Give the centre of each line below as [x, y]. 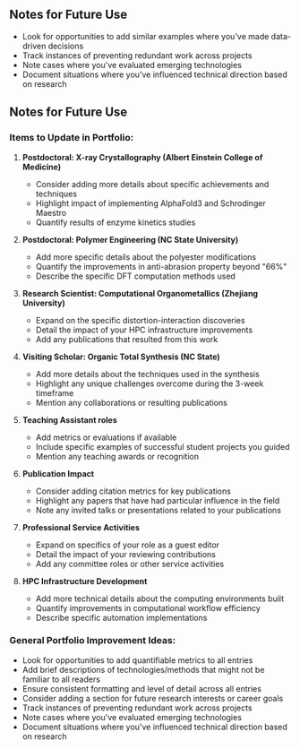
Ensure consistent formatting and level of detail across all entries [142, 688]
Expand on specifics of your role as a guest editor [128, 545]
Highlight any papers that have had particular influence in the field [158, 500]
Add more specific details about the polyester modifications [146, 257]
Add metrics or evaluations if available [106, 437]
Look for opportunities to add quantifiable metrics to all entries [137, 660]
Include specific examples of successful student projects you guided [163, 446]
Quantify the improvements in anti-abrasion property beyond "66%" [161, 266]
